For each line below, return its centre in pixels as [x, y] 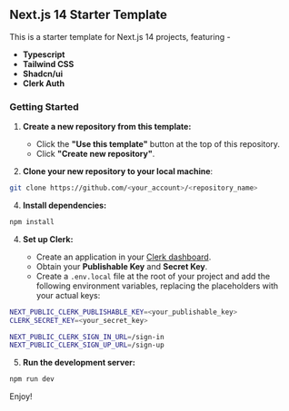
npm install [32, 221]
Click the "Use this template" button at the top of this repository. [158, 144]
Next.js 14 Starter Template [89, 15]
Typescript [44, 54]
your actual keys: [68, 295]
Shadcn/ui [43, 73]
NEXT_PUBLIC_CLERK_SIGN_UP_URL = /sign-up [87, 345]
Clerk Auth [44, 83]
